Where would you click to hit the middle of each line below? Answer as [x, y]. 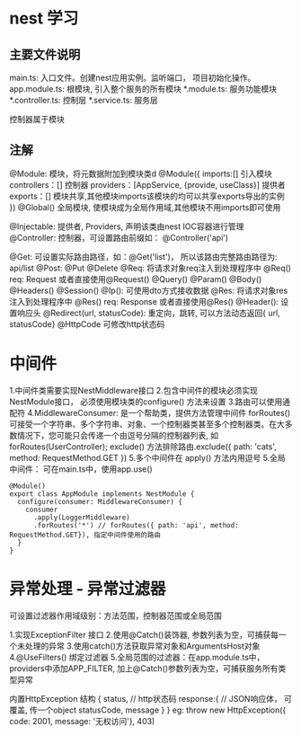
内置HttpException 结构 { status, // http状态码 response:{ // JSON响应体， [146, 698]
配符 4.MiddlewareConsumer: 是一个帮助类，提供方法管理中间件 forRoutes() [150, 412]
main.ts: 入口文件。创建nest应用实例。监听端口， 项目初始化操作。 [133, 78]
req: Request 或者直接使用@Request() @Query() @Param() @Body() [136, 279]
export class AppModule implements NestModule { [102, 494]
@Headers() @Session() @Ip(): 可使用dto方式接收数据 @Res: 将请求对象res [149, 290]
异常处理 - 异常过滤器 [88, 589]
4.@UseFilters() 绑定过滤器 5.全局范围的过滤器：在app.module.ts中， [137, 657]
